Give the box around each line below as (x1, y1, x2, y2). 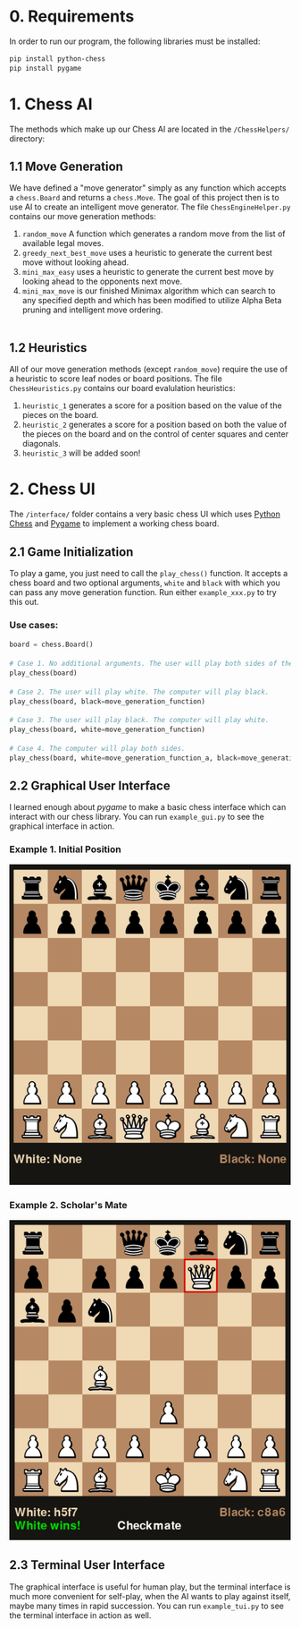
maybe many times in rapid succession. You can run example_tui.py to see (9, 1600, 284, 1611)
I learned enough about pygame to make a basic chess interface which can (9, 802, 287, 813)
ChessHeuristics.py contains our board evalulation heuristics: (9, 383, 236, 394)
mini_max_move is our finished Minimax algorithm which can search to (21, 286, 276, 296)
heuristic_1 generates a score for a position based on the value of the (21, 400, 283, 411)
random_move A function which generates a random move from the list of (21, 228, 286, 239)
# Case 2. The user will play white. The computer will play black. (9, 687, 270, 696)
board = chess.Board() (9, 640, 94, 650)
